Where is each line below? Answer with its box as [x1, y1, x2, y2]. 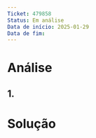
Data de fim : [7, 29, 46, 37]
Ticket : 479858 [7, 10, 52, 18]
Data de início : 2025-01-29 [7, 23, 90, 30]
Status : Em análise [7, 17, 64, 24]
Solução [7, 116, 56, 132]
